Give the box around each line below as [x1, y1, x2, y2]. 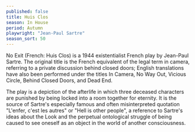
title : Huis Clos [6, 14, 49, 20]
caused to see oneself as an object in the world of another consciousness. [6, 120, 186, 126]
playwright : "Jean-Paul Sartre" [6, 31, 85, 36]
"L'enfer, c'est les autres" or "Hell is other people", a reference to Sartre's [6, 107, 183, 114]
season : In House [6, 19, 49, 25]
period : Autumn [6, 25, 43, 31]
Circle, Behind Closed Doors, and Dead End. [6, 77, 113, 84]
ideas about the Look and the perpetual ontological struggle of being [6, 113, 172, 120]
